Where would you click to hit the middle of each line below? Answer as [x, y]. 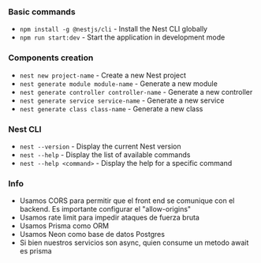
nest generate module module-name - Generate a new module [119, 83]
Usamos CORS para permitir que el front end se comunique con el [127, 201]
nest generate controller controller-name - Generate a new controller [136, 92]
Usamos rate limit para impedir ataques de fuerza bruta [109, 218]
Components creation [51, 58]
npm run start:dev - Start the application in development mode [122, 37]
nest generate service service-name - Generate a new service [122, 100]
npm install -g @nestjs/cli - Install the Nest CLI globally [113, 29]
